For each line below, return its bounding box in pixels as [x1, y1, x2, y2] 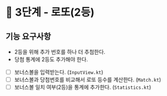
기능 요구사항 [5, 31, 51, 41]
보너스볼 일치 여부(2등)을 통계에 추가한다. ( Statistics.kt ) [14, 83, 151, 91]
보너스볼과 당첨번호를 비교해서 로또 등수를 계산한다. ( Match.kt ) [14, 76, 162, 83]
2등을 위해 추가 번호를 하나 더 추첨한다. [14, 49, 106, 55]
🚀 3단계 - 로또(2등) [5, 5, 95, 19]
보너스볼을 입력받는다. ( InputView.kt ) [14, 68, 104, 76]
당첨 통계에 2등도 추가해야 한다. [14, 56, 88, 63]
